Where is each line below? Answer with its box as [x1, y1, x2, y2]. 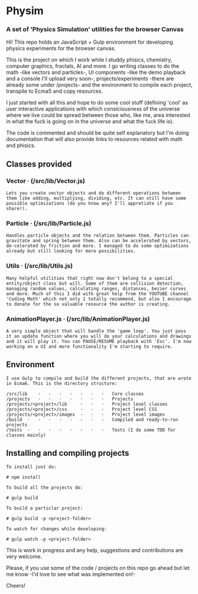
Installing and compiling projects [6, 448, 129, 458]
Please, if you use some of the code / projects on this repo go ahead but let [6, 564, 190, 571]
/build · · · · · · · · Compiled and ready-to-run [6, 416, 178, 423]
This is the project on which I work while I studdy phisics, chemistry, [6, 56, 173, 63]
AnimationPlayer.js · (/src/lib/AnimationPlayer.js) [6, 315, 150, 323]
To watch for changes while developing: [6, 526, 108, 532]
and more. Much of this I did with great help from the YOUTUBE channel [6, 291, 189, 296]
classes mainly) [6, 432, 46, 438]
